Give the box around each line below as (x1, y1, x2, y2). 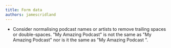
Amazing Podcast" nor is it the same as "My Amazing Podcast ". (12, 36, 148, 43)
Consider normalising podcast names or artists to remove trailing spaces (12, 26, 166, 32)
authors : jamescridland (5, 12, 56, 17)
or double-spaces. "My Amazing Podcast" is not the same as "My (12, 31, 152, 37)
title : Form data (5, 7, 42, 13)
